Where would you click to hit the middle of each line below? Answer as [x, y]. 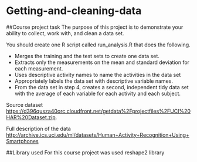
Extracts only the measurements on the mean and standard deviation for [102, 62]
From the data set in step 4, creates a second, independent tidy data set [101, 87]
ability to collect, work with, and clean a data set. [65, 33]
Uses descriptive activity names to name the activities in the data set [98, 75]
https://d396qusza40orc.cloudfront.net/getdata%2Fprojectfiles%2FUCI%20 [98, 111]
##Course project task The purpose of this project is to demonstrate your [95, 27]
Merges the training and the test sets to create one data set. [87, 56]
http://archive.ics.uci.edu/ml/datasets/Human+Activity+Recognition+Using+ [98, 135]
